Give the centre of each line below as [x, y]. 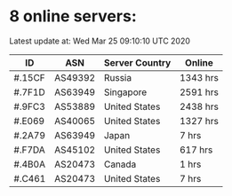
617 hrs [196, 150]
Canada [120, 164]
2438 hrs [199, 106]
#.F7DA [30, 150]
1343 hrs [199, 77]
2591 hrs [199, 92]
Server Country [137, 62]
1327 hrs [199, 121]
